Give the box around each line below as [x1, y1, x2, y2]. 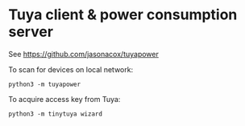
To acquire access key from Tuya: [8, 94, 121, 104]
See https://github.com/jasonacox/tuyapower [8, 49, 159, 59]
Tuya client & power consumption [8, 6, 238, 24]
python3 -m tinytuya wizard [8, 110, 103, 118]
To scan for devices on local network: [8, 64, 134, 74]
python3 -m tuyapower [8, 80, 81, 88]
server [8, 22, 54, 41]
